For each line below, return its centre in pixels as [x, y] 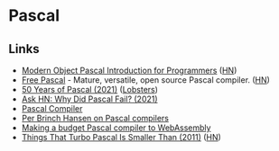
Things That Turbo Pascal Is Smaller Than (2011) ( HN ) [121, 137]
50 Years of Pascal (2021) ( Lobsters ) [90, 89]
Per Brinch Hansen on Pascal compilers [95, 118]
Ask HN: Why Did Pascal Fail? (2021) [90, 99]
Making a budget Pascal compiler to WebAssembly [116, 128]
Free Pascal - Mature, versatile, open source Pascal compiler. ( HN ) [145, 80]
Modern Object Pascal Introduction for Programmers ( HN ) [129, 70]
